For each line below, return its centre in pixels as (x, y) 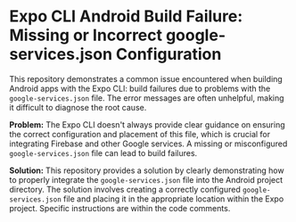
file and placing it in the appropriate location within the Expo (174, 199)
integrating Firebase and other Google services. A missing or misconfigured (148, 144)
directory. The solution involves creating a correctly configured (125, 189)
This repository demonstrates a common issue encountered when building (146, 78)
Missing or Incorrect (86, 35)
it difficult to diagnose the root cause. (78, 107)
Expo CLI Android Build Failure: (126, 16)
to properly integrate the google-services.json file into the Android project (146, 179)
